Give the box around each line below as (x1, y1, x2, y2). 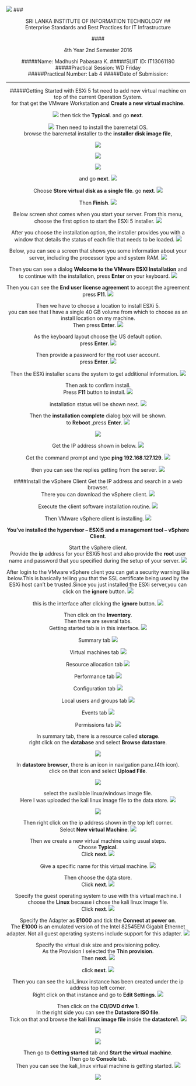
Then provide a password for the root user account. (36, 352, 160, 358)
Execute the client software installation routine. (37, 503, 151, 510)
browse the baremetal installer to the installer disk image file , (23, 130, 173, 137)
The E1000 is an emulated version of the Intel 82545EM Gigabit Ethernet (10, 923, 185, 930)
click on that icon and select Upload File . (48, 768, 148, 774)
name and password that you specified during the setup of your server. (8, 557, 180, 564)
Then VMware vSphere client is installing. (44, 515, 145, 522)
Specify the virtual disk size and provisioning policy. (36, 941, 160, 948)
